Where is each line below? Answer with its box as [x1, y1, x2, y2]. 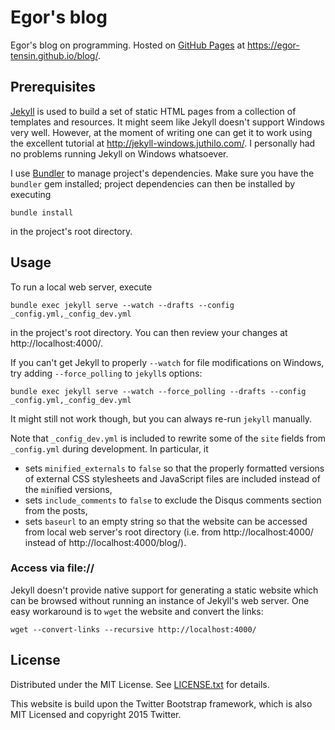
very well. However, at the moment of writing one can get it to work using [10, 126, 313, 138]
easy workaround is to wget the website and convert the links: [10, 605, 264, 617]
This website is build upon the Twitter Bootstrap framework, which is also [10, 697, 313, 710]
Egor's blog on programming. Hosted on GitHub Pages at [10, 39, 246, 51]
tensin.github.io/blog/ [10, 49, 98, 61]
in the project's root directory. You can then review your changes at [10, 326, 288, 338]
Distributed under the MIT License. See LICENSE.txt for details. [10, 678, 270, 690]
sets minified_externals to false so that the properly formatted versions [24, 462, 325, 474]
